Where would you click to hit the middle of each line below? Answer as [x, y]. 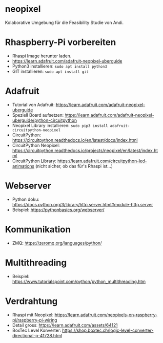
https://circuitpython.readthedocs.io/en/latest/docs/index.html [75, 140]
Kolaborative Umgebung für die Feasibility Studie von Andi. [64, 22]
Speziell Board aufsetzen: [38, 115]
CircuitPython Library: [34, 161]
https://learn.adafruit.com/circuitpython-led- [102, 161]
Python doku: [26, 199]
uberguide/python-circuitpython [44, 120]
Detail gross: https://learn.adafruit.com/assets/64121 [65, 325]
